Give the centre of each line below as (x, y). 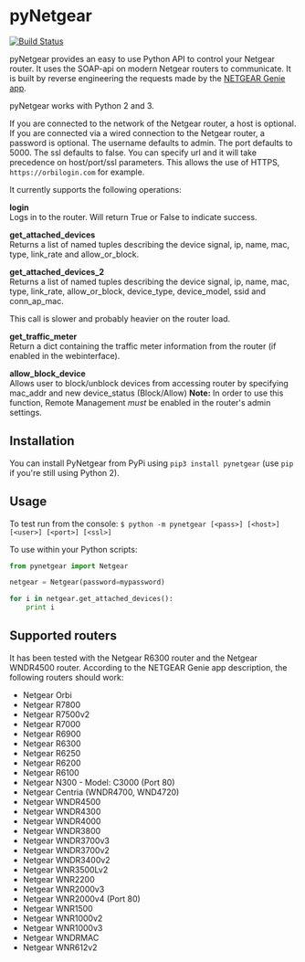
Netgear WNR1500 (58, 908)
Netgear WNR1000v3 (63, 927)
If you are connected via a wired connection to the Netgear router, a (137, 132)
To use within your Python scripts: (74, 549)
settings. (26, 412)
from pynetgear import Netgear (69, 566)
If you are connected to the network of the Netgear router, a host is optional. (153, 123)
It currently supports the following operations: (96, 189)
